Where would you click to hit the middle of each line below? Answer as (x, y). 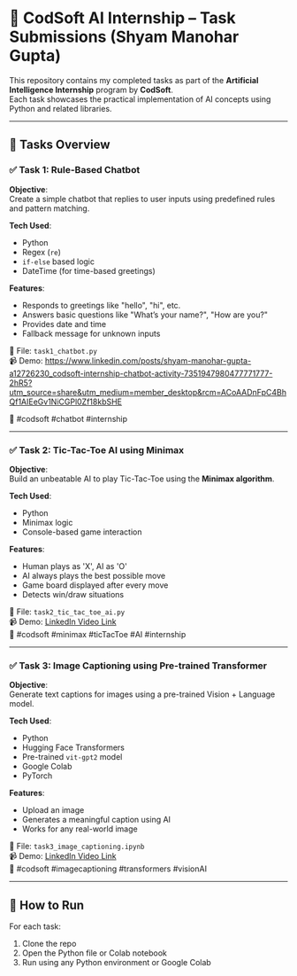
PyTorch (37, 776)
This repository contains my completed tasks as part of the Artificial (134, 80)
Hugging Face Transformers (73, 747)
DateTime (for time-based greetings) (89, 270)
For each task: (35, 926)
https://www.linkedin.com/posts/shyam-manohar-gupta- (148, 360)
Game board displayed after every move (95, 585)
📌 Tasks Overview (60, 145)
